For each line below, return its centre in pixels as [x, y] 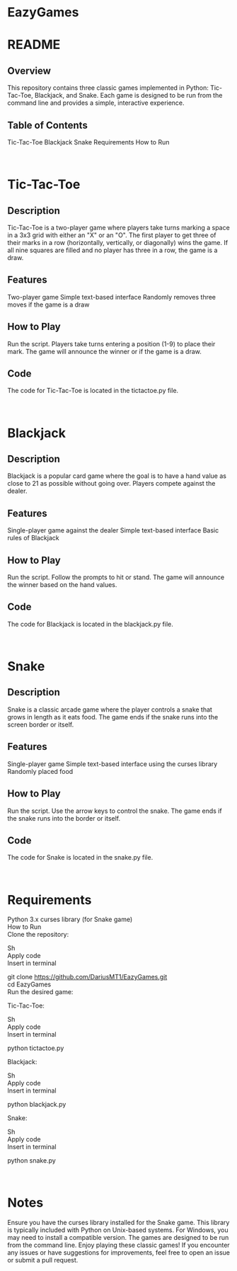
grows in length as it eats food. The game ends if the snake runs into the [113, 717]
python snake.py [32, 1161]
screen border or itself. [41, 724]
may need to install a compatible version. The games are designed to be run [118, 1238]
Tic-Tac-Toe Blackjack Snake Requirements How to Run [88, 142]
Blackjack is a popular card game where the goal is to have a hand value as [117, 476]
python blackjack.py [37, 1105]
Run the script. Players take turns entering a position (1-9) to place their [111, 343]
